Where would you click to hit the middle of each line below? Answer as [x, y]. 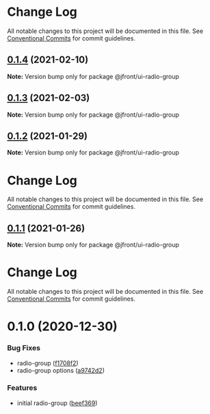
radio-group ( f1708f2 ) [48, 363]
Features [22, 388]
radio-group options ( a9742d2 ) [61, 370]
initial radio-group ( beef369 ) [57, 403]
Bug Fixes [24, 348]
